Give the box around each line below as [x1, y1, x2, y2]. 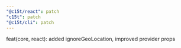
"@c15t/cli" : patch [6, 19, 54, 25]
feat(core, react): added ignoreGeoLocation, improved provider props [6, 36, 176, 43]
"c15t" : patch [6, 14, 41, 20]
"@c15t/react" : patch [6, 8, 60, 15]
